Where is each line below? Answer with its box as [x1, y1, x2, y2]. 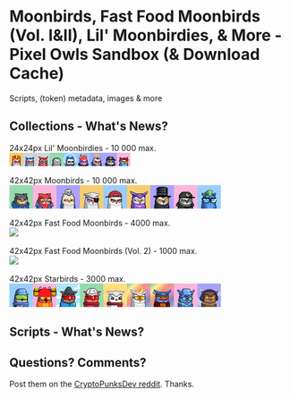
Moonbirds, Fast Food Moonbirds [9, 6, 261, 27]
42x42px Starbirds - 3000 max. [9, 273, 126, 284]
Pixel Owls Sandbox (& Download [9, 45, 260, 64]
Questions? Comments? [9, 355, 147, 370]
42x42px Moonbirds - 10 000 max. [9, 174, 138, 185]
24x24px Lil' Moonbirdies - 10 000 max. [9, 142, 157, 153]
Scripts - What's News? [9, 325, 145, 340]
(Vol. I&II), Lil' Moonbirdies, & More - [9, 25, 283, 46]
